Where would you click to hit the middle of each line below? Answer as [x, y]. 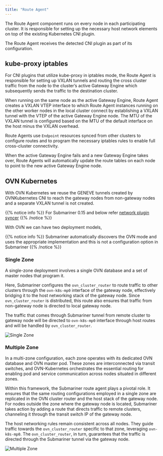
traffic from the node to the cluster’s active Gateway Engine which [71, 86]
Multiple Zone [22, 347]
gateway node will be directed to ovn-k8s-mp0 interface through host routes [80, 320]
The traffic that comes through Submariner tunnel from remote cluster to [78, 315]
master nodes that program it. [35, 275]
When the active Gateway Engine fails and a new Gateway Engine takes [77, 155]
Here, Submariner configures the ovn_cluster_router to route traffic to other [81, 285]
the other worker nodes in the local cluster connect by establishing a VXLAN [81, 111]
